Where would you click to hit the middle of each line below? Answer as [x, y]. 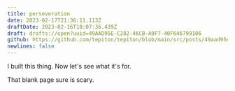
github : [19, 40]
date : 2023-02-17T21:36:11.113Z [54, 20]
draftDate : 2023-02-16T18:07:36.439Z [62, 27]
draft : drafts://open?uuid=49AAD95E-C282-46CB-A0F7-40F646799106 [104, 33]
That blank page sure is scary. [51, 80]
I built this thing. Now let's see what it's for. [69, 66]
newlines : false [31, 46]
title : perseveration [39, 14]
